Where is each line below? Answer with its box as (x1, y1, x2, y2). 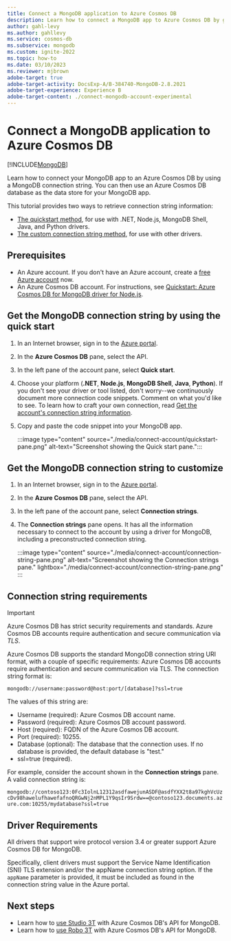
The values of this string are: (7, 697, 88, 706)
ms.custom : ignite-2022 (7, 49, 76, 56)
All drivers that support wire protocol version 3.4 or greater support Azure (7, 838, 217, 846)
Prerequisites (7, 249, 66, 262)
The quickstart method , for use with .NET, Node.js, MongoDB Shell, (16, 215, 208, 223)
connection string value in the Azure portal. (7, 880, 130, 889)
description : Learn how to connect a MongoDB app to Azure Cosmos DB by (7, 17, 220, 23)
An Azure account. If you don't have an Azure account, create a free (16, 268, 211, 276)
